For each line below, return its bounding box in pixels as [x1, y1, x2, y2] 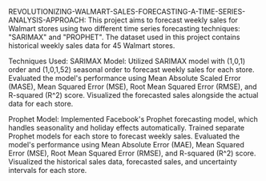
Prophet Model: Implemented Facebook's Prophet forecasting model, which [8, 115, 259, 123]
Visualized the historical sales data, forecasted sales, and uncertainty [8, 157, 238, 167]
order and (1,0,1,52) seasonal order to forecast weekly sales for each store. [8, 65, 255, 74]
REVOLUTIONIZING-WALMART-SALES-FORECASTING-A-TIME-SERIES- [8, 7, 246, 16]
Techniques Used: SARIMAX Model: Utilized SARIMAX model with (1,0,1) [8, 56, 246, 66]
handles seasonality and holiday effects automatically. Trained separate [8, 123, 245, 132]
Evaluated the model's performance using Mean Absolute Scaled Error [8, 74, 242, 82]
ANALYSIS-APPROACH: [8, 15, 87, 25]
